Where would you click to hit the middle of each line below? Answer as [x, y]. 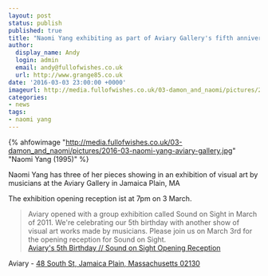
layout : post [30, 16]
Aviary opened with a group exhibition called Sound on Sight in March [142, 214]
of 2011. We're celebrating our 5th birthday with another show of [134, 222]
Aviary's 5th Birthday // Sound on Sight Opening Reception [124, 247]
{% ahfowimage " [37, 142]
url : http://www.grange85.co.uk [69, 75]
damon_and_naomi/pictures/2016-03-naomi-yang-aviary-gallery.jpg [120, 150]
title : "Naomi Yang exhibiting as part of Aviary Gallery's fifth [121, 38]
